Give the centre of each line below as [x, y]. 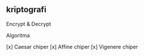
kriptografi [26, 10]
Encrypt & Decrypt [29, 24]
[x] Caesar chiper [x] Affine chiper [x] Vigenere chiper [72, 47]
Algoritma [18, 35]
